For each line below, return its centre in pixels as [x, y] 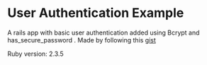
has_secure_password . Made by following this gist [82, 40]
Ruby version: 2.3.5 [35, 54]
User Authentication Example [96, 13]
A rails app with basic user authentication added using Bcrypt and [103, 32]
